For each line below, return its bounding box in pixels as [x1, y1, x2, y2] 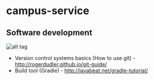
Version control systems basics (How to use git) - [14, 55, 136, 61]
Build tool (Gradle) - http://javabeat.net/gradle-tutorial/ [14, 67, 148, 74]
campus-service [6, 4, 90, 18]
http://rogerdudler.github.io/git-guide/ [14, 61, 107, 68]
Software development [6, 28, 93, 38]
